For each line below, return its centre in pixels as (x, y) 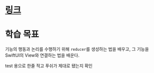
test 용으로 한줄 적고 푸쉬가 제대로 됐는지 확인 (49, 66)
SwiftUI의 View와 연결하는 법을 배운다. (42, 55)
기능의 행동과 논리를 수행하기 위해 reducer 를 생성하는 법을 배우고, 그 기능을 (77, 49)
